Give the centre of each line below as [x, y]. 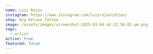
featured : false [23, 44]
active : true [19, 39]
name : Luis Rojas [24, 10]
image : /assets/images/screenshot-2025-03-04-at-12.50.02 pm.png [76, 24]
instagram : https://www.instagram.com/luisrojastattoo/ [66, 15]
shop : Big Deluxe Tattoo [32, 20]
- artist [19, 34]
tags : [11, 29]
